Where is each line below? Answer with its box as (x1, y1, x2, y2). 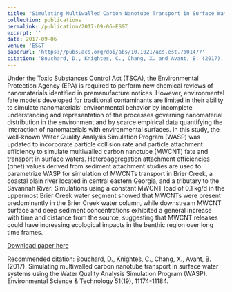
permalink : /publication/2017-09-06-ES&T (7, 23, 128, 30)
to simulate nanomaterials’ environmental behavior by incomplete (7, 103, 193, 111)
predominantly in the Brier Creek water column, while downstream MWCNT (7, 198, 222, 207)
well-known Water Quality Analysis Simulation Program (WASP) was (7, 133, 201, 141)
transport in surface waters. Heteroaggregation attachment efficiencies (7, 155, 211, 163)
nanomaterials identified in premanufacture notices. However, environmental (7, 88, 225, 97)
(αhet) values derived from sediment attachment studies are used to (7, 162, 202, 170)
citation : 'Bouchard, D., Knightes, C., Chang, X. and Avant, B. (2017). (7, 55, 224, 62)
